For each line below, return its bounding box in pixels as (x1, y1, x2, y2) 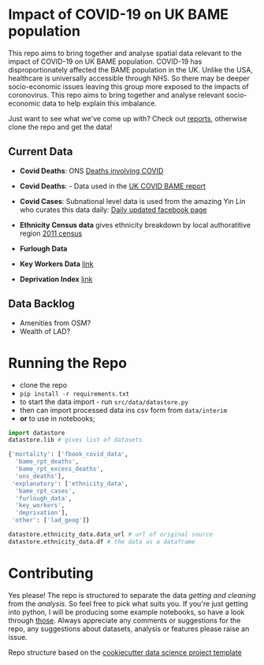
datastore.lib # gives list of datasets (8, 436, 143, 444)
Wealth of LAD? (19, 326, 71, 336)
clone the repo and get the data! (8, 122, 113, 132)
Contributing (8, 564, 94, 582)
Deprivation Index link (19, 274, 93, 284)
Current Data (8, 145, 73, 158)
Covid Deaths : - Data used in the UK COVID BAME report (19, 181, 206, 191)
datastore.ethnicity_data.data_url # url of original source (8, 530, 214, 538)
